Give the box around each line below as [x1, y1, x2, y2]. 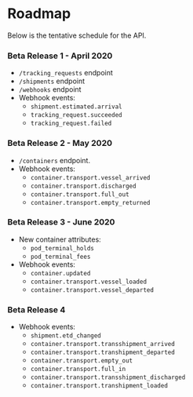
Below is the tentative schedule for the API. [7, 31, 147, 40]
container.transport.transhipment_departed [30, 348, 176, 357]
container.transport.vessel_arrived [30, 173, 151, 181]
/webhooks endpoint [18, 85, 82, 94]
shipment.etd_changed [30, 332, 101, 340]
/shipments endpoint [18, 76, 86, 86]
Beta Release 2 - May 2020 [7, 138, 113, 149]
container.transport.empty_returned [30, 198, 151, 206]
